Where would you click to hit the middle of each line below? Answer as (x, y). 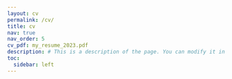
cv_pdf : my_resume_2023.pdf (48, 45)
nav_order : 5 (26, 39)
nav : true (22, 33)
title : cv (22, 26)
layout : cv (23, 13)
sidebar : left (34, 65)
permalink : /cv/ (31, 20)
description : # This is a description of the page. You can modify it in (116, 52)
